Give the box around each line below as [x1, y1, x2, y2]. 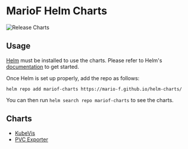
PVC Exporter [14, 135, 49, 143]
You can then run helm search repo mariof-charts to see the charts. [6, 96, 174, 103]
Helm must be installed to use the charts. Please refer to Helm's [6, 56, 162, 64]
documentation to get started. [6, 63, 79, 70]
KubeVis [14, 129, 36, 137]
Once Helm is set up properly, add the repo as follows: [6, 74, 140, 81]
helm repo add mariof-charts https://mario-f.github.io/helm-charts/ [6, 86, 183, 92]
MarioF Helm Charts [6, 4, 108, 18]
